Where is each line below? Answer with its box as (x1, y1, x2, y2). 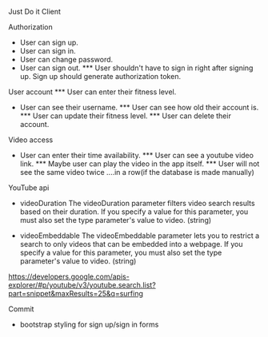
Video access (8, 135, 54, 145)
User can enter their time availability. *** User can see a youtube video (19, 151, 254, 160)
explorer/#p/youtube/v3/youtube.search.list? (8, 280, 156, 290)
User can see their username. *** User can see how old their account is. (19, 103, 259, 112)
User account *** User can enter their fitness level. (8, 87, 177, 97)
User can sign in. (19, 46, 76, 55)
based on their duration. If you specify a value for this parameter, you (19, 207, 249, 216)
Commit (8, 304, 34, 314)
